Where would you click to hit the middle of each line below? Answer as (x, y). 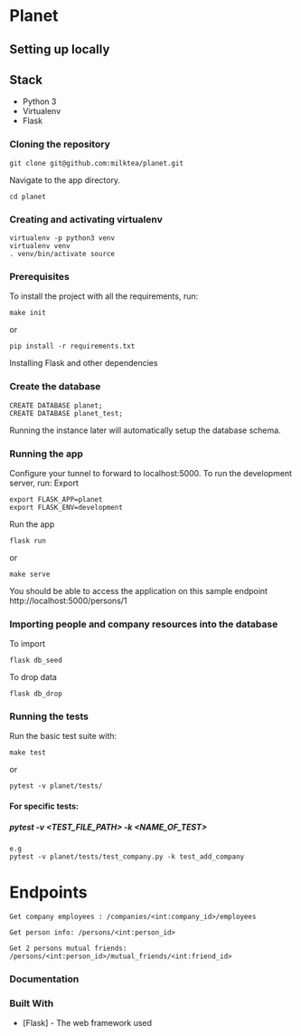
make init (28, 313)
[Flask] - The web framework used (87, 1023)
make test (28, 753)
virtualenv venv (40, 245)
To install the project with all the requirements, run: (104, 296)
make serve (30, 574)
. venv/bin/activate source (62, 254)
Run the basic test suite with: (63, 736)
